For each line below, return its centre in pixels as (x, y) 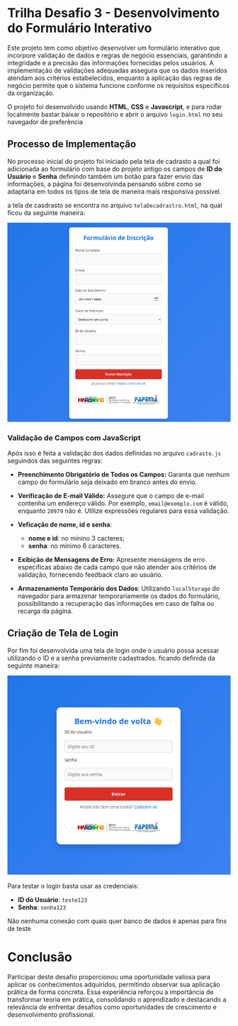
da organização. (31, 93)
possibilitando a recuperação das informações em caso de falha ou (116, 603)
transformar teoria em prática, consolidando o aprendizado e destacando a (117, 999)
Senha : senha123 (42, 907)
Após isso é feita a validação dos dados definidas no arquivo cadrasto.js (114, 453)
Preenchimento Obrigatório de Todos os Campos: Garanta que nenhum (124, 474)
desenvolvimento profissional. (51, 1014)
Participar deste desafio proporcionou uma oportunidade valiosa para (109, 976)
